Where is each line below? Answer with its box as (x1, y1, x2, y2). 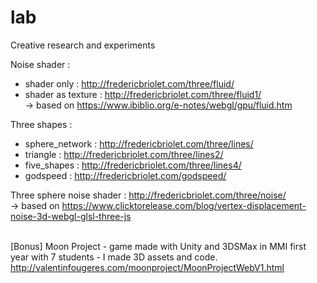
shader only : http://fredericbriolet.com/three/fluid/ (24, 77, 235, 90)
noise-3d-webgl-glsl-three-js (10, 210, 132, 222)
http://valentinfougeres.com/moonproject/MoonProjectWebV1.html (10, 261, 285, 273)
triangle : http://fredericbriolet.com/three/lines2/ (24, 148, 224, 160)
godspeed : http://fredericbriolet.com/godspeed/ (24, 169, 227, 181)
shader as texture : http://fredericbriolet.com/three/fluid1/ (24, 88, 262, 100)
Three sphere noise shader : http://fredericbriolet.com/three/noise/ (10, 189, 287, 201)
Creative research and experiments (10, 39, 156, 51)
